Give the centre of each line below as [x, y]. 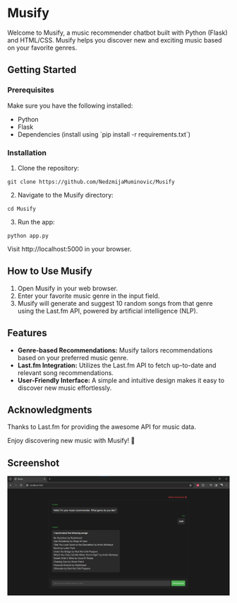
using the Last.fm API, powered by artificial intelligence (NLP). [108, 311]
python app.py [28, 236]
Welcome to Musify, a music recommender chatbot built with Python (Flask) [117, 33]
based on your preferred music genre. [73, 357]
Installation [27, 152]
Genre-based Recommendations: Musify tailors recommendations [115, 350]
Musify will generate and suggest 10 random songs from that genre [115, 303]
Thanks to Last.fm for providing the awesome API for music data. [102, 427]
